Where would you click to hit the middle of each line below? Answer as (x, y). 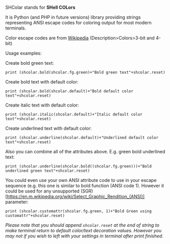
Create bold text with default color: (42, 82)
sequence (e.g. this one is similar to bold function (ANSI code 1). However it (85, 186)
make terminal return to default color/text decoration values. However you (83, 231)
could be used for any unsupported (43, 191)
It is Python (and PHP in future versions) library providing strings (73, 17)
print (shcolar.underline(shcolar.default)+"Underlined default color (82, 138)
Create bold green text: (30, 63)
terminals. (16, 28)
